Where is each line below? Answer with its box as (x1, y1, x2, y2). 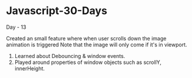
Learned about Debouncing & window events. (14, 52, 125, 59)
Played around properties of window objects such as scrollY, (14, 59, 161, 66)
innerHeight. (14, 65, 45, 72)
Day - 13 (6, 23, 26, 30)
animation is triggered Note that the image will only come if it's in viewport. (6, 41, 187, 48)
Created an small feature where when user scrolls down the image (6, 35, 167, 42)
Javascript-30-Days (6, 4, 107, 18)
